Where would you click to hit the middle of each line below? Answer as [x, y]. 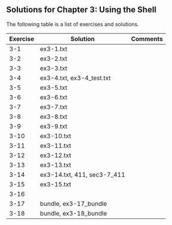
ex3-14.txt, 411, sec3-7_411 [82, 174]
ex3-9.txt [53, 126]
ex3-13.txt [56, 165]
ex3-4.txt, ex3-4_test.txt [75, 78]
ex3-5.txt [53, 87]
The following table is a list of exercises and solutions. [73, 24]
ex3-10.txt [56, 136]
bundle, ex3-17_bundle [73, 204]
